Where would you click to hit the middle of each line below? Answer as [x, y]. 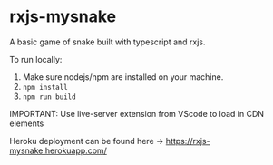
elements [27, 123]
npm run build [49, 97]
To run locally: [36, 59]
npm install [45, 87]
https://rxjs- [188, 141]
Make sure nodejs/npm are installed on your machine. [123, 77]
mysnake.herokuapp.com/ [58, 150]
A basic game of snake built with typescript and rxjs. [107, 42]
